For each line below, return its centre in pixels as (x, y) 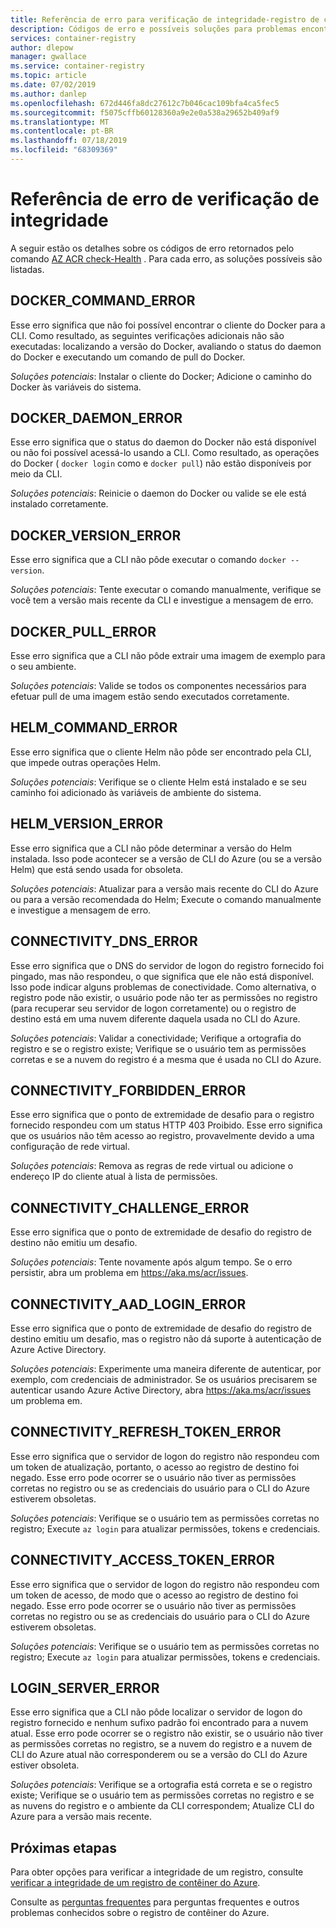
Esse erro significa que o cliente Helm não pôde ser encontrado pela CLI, (161, 752)
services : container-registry (73, 38)
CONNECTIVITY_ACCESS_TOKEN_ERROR (142, 1560)
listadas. (27, 269)
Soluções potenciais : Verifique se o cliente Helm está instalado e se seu (158, 782)
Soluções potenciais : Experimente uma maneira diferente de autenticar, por (166, 1368)
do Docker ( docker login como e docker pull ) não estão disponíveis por (161, 463)
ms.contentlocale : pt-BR (62, 131)
